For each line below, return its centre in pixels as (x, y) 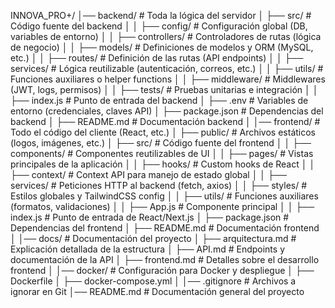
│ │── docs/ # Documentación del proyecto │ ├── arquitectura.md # (153, 238)
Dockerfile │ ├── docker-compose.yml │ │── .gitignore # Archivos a (153, 281)
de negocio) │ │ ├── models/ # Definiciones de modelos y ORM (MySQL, (162, 47)
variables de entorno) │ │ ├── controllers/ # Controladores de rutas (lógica (166, 36)
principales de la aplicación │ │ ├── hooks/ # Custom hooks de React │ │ (163, 164)
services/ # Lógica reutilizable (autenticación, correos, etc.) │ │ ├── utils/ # (167, 68)
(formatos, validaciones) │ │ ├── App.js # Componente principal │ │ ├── (162, 206)
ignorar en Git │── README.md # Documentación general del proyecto (157, 291)
